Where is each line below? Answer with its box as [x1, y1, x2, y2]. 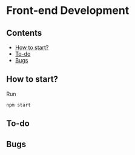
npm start [6, 102, 31, 108]
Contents [6, 28, 42, 38]
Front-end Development [6, 4, 130, 18]
